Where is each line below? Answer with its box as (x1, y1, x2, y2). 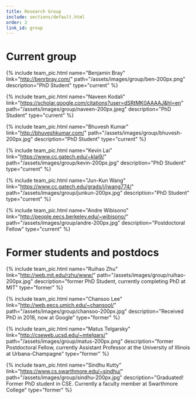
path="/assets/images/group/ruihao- (97, 271, 186, 278)
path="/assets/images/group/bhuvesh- (87, 129, 183, 136)
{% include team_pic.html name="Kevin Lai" (6, 147, 113, 154)
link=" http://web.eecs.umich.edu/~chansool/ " (6, 302, 117, 309)
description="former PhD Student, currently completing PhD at (34, 278, 186, 285)
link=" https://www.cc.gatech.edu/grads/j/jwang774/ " (6, 183, 135, 190)
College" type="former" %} (6, 387, 73, 394)
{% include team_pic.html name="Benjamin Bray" (6, 70, 126, 77)
